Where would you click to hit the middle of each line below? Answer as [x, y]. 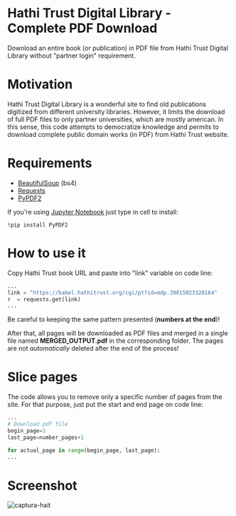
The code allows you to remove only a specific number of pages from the [115, 397]
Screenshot [42, 485]
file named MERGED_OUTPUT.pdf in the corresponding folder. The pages [116, 341]
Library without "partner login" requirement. [72, 56]
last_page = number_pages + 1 [45, 437]
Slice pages [43, 377]
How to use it [47, 253]
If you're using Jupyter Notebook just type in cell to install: [93, 212]
